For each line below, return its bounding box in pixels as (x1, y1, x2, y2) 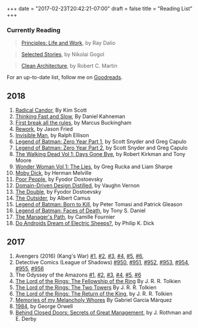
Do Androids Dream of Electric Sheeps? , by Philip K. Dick (15, 220, 154, 227)
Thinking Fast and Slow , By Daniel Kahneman (15, 113, 126, 120)
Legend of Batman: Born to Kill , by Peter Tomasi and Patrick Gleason (15, 201, 183, 208)
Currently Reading (7, 26, 61, 34)
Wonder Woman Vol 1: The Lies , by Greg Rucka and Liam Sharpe (15, 163, 173, 170)
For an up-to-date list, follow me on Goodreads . (7, 74, 123, 81)
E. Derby (15, 315, 37, 322)
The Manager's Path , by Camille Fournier (15, 213, 115, 220)
